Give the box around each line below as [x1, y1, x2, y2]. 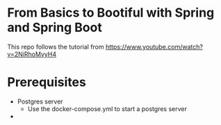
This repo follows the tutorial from [7, 42, 104, 51]
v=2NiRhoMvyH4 [7, 50, 57, 58]
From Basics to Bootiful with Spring [7, 5, 215, 21]
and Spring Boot [7, 19, 102, 35]
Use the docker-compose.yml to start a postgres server [27, 104, 188, 112]
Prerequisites [7, 74, 87, 90]
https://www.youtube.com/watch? [105, 42, 204, 51]
